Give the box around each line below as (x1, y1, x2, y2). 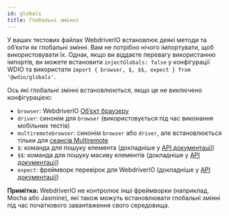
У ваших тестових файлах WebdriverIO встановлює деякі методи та (7, 35, 207, 44)
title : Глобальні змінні (7, 17, 79, 24)
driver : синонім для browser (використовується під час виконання (17, 114, 214, 122)
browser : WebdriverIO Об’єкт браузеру (17, 107, 130, 115)
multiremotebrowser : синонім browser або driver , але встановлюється (17, 129, 222, 137)
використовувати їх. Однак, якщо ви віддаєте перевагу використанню (7, 50, 217, 59)
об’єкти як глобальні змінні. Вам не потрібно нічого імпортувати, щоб (7, 43, 214, 51)
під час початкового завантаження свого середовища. (7, 201, 170, 209)
